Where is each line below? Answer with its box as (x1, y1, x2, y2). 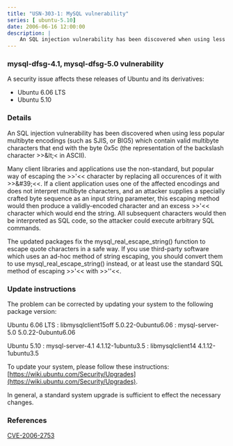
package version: (7, 308, 57, 316)
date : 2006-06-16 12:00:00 (7, 23, 86, 30)
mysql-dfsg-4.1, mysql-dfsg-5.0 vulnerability (7, 59, 164, 69)
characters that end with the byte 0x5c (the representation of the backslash (7, 143, 224, 152)
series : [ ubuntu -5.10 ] (7, 17, 77, 24)
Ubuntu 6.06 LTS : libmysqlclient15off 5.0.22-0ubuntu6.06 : (7, 321, 177, 329)
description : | (7, 29, 51, 37)
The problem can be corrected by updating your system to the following (7, 300, 214, 308)
